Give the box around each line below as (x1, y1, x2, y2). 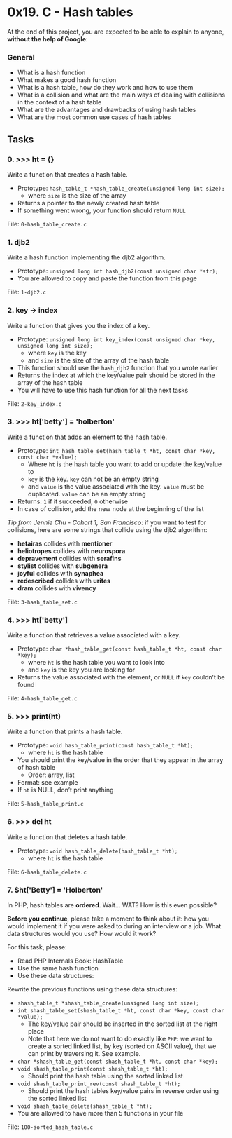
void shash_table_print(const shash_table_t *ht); (17, 1066, 168, 1073)
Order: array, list (27, 771, 75, 779)
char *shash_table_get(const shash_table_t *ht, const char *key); (17, 1058, 218, 1065)
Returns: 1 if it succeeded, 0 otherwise (17, 497, 128, 506)
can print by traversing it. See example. (27, 1050, 141, 1057)
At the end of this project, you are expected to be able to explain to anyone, (7, 27, 224, 36)
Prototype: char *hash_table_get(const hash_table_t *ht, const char (17, 644, 222, 653)
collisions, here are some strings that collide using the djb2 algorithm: (7, 525, 208, 534)
